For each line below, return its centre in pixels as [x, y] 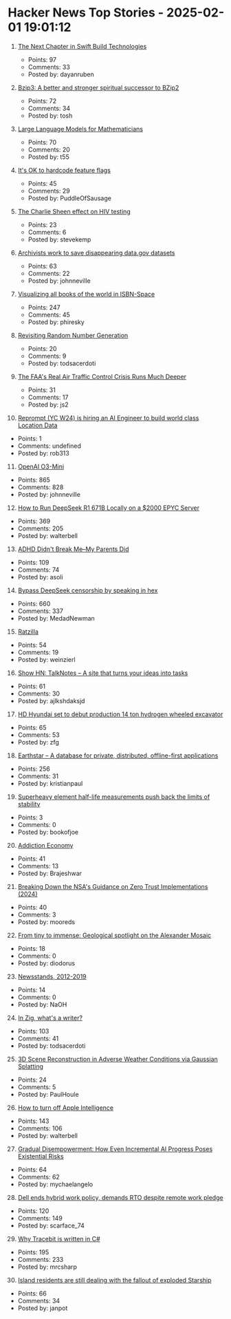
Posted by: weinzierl [46, 659]
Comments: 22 [49, 273]
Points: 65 [32, 727]
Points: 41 [31, 859]
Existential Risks [41, 1156]
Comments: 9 [47, 356]
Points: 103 [33, 1031]
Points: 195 [33, 1252]
